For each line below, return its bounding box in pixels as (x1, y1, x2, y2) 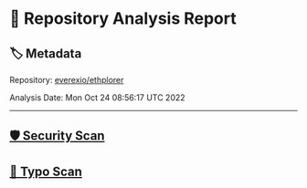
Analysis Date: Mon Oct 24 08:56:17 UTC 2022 (9, 92, 185, 103)
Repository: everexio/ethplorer (9, 75, 124, 85)
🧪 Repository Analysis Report (9, 8, 237, 29)
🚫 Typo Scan (9, 163, 82, 179)
